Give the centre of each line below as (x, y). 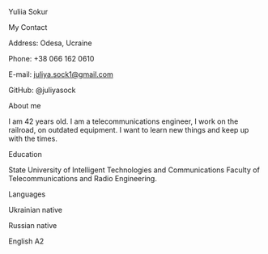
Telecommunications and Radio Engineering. (83, 178)
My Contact (28, 27)
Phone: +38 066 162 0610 (51, 59)
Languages (27, 194)
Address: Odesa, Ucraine (50, 43)
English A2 (26, 241)
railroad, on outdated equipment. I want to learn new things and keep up (129, 130)
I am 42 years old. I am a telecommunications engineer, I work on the (123, 121)
